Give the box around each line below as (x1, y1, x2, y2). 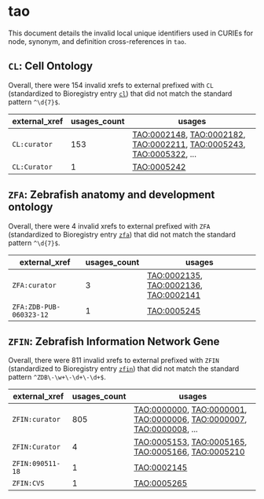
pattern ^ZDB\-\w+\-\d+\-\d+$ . (8, 372, 106, 382)
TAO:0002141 (146, 289, 201, 300)
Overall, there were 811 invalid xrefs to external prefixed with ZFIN (8, 356, 220, 365)
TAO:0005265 (133, 478, 188, 489)
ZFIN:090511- (12, 459, 61, 468)
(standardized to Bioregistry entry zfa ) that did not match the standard (8, 229, 236, 239)
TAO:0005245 (146, 305, 201, 316)
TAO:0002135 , (146, 270, 203, 281)
